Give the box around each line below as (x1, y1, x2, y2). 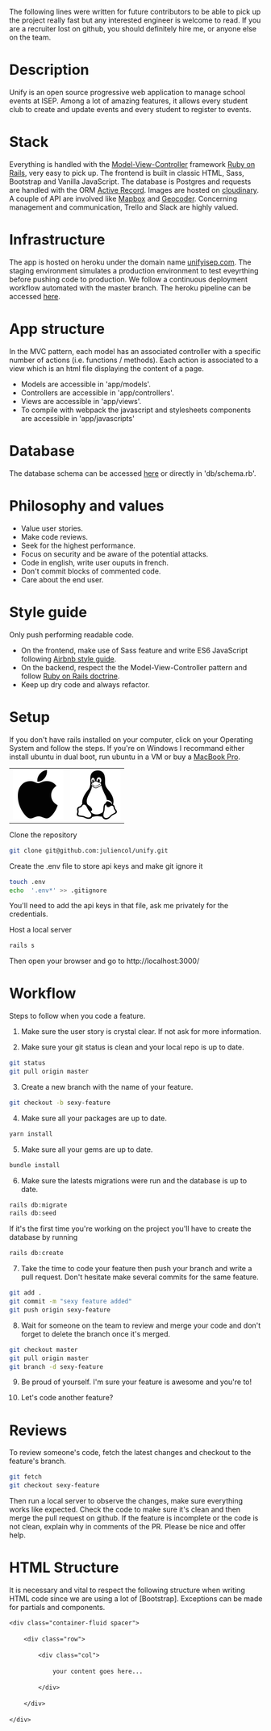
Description (9, 60, 90, 79)
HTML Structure (9, 1558, 119, 1577)
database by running (9, 1233, 78, 1242)
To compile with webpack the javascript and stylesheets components (20, 405, 252, 415)
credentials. (9, 909, 48, 919)
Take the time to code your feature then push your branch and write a (20, 1264, 252, 1274)
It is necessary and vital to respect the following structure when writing (9, 1585, 245, 1595)
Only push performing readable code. (9, 629, 134, 640)
